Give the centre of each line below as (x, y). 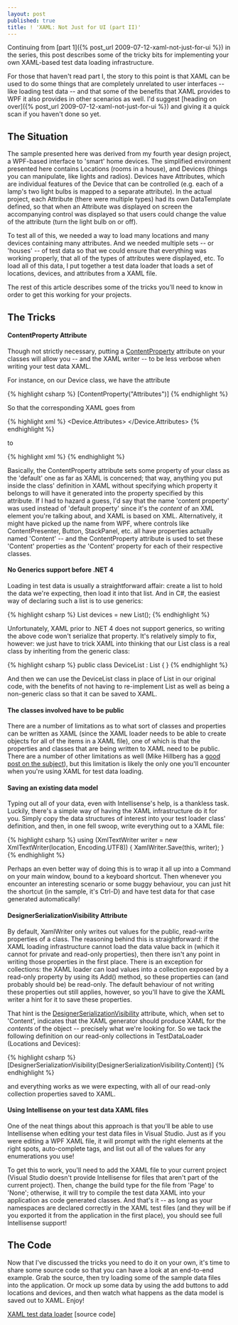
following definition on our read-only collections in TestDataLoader (105, 1036)
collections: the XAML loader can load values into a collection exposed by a (118, 969)
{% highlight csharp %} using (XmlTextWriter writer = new (92, 840)
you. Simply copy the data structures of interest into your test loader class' (117, 819)
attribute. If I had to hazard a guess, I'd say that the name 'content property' (118, 501)
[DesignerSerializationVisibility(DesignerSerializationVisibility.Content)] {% (116, 1064)
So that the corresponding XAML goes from (71, 407)
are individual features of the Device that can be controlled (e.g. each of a (115, 184)
